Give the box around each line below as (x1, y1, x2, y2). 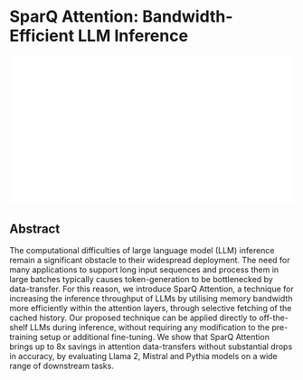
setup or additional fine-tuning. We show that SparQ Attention (39, 332, 270, 343)
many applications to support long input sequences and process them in (9, 264, 279, 275)
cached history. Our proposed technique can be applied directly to (9, 312, 258, 323)
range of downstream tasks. (9, 360, 115, 372)
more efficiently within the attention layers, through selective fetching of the (9, 303, 292, 314)
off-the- (259, 312, 289, 323)
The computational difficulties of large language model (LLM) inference (9, 245, 275, 256)
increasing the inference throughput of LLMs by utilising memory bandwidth (9, 293, 293, 304)
